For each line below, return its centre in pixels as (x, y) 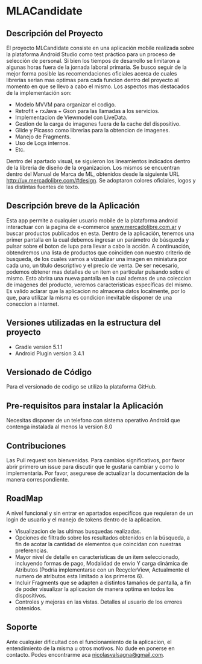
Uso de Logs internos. (43, 143)
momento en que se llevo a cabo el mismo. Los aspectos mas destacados (98, 86)
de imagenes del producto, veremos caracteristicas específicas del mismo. (99, 285)
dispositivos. (31, 595)
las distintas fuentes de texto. (43, 187)
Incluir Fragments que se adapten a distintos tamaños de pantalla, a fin (103, 582)
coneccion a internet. (33, 304)
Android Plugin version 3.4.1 (49, 353)
